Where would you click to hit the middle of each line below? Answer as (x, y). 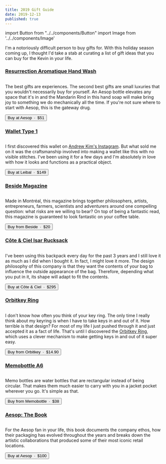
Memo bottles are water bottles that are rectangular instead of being (75, 381)
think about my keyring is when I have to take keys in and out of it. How (78, 321)
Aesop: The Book (26, 415)
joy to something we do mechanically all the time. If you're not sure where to (83, 102)
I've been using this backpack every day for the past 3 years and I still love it (83, 255)
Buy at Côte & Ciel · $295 (32, 287)
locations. (15, 446)
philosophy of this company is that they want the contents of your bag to (79, 266)
